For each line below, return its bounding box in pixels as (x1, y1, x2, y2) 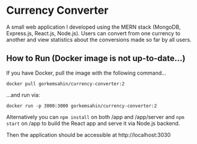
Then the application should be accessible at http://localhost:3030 (6, 131, 171, 138)
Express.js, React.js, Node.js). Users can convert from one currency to (6, 29, 181, 36)
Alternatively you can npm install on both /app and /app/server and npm (6, 113, 184, 120)
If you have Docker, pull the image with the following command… (6, 69, 166, 76)
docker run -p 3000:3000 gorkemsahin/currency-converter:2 (6, 103, 157, 109)
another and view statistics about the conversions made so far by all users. (6, 36, 192, 43)
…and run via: (6, 91, 40, 99)
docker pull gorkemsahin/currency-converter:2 (6, 81, 125, 87)
